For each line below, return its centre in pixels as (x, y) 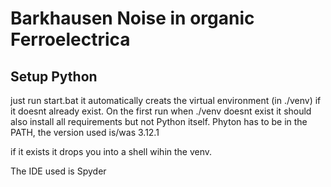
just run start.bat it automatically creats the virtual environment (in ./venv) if (166, 100)
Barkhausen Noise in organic (132, 18)
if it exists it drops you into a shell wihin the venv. (111, 151)
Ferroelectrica (70, 39)
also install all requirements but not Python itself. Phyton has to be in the (159, 121)
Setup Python (54, 76)
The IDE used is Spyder (58, 171)
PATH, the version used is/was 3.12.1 (85, 132)
